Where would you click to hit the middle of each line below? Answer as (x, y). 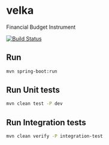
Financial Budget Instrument (41, 27)
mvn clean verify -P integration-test (54, 136)
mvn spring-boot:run (32, 71)
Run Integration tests (46, 123)
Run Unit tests (33, 90)
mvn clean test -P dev (34, 104)
